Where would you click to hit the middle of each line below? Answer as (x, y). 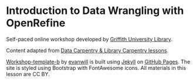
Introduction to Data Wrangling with (95, 11)
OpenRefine (36, 23)
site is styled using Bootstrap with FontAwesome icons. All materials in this (96, 67)
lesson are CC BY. (28, 74)
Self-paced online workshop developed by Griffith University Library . (89, 39)
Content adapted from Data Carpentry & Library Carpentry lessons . (87, 50)
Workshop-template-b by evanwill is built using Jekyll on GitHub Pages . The (98, 62)
